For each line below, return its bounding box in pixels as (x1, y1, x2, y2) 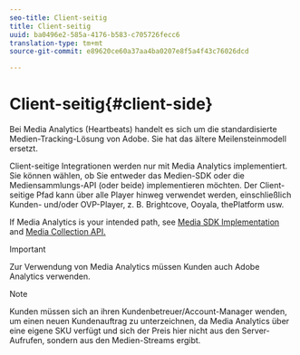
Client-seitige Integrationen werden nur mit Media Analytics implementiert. (9, 160, 288, 172)
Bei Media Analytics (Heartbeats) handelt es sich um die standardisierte (9, 124, 278, 135)
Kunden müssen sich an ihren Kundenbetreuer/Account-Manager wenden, (9, 306, 287, 317)
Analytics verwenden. (9, 271, 91, 282)
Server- (241, 325, 270, 336)
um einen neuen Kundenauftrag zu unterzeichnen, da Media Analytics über (9, 316, 290, 327)
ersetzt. (9, 143, 38, 154)
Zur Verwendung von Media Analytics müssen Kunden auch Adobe (9, 262, 260, 273)
